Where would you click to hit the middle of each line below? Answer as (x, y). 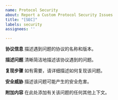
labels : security (24, 24)
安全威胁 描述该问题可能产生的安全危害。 (49, 82)
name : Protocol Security (32, 10)
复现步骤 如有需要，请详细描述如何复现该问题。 (55, 71)
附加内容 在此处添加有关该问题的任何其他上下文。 (57, 92)
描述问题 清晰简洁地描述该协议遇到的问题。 (51, 60)
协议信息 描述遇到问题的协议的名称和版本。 (51, 49)
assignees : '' (20, 29)
